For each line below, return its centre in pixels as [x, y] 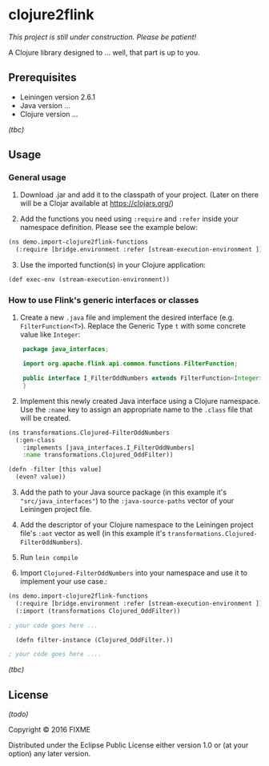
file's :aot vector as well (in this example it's [93, 534]
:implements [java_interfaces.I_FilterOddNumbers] [109, 448]
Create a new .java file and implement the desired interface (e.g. [127, 317]
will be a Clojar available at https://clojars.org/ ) [97, 204]
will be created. [45, 417]
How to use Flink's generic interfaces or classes [104, 300]
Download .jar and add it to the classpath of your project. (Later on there [139, 195]
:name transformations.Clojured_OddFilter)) [98, 455]
